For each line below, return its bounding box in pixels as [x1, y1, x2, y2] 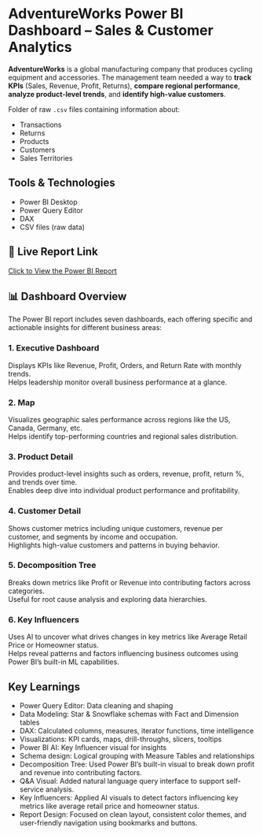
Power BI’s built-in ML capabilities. [8, 657, 119, 666]
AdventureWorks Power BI [8, 5, 184, 23]
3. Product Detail [8, 451, 73, 462]
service [19, 785, 45, 794]
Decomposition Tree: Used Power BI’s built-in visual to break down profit [19, 759, 255, 769]
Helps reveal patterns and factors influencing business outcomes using [8, 649, 239, 659]
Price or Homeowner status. [8, 640, 100, 650]
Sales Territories [19, 153, 73, 162]
